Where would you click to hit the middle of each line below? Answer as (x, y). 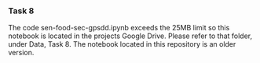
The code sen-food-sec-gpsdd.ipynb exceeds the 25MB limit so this (119, 28)
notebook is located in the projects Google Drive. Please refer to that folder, (130, 36)
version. (21, 53)
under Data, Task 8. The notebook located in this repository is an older (122, 44)
